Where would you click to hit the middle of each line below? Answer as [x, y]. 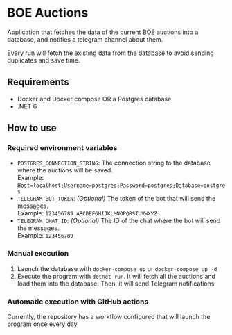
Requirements [38, 82]
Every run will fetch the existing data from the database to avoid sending [110, 53]
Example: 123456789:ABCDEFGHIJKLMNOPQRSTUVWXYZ [87, 213]
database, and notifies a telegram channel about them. [85, 39]
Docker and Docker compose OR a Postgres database [94, 99]
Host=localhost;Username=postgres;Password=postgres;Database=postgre [121, 186]
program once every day [42, 324]
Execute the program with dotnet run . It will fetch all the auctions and [116, 276]
